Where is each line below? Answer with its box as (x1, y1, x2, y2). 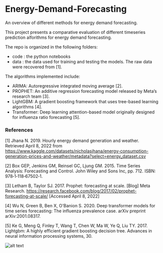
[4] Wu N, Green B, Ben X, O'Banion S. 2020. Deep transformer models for (5, 203, 156, 209)
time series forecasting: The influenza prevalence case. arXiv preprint (5, 208, 146, 214)
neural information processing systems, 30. (5, 233, 93, 239)
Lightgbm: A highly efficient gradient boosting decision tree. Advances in (5, 228, 153, 234)
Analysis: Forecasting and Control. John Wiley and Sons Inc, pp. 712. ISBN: (5, 168, 156, 174)
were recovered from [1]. (12, 64, 62, 70)
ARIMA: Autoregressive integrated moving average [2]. (12, 83, 123, 89)
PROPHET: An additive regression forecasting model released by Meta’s (12, 88, 157, 94)
